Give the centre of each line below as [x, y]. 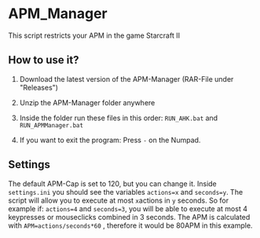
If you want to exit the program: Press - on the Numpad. [110, 140]
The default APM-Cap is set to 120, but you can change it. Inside [113, 183]
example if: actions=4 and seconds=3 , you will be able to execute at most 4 [128, 208]
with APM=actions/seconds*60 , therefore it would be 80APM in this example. [130, 225]
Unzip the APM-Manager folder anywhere [87, 102]
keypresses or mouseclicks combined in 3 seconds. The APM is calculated [129, 217]
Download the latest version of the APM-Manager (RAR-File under [126, 79]
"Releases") [39, 87]
